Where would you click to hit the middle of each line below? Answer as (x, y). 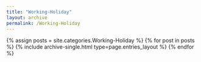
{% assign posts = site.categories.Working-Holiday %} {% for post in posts (100, 41)
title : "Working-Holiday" (39, 12)
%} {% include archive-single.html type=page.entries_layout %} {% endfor (100, 47)
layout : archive (27, 18)
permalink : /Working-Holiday (43, 23)
